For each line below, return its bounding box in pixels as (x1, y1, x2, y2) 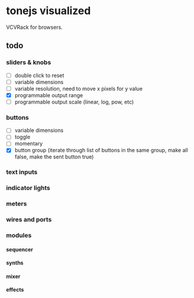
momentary (14, 140, 43, 147)
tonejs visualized (6, 4, 91, 18)
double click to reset (14, 72, 65, 79)
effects (6, 286, 25, 293)
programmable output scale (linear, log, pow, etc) (14, 98, 134, 105)
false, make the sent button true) (14, 153, 94, 160)
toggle (14, 134, 31, 141)
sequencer (6, 246, 34, 253)
